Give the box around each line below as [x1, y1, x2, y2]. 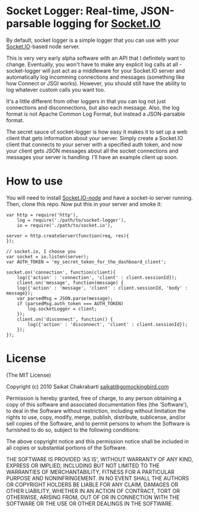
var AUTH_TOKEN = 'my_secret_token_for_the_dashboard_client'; [6, 259, 167, 265]
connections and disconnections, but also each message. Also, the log [6, 104, 180, 111]
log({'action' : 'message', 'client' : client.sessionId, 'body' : [17, 285, 188, 291]
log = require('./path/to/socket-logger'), [17, 217, 127, 223]
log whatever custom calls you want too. [6, 86, 105, 93]
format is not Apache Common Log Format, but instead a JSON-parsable [6, 110, 185, 117]
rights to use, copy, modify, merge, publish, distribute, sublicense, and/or [6, 413, 186, 421]
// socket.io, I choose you [6, 249, 76, 255]
